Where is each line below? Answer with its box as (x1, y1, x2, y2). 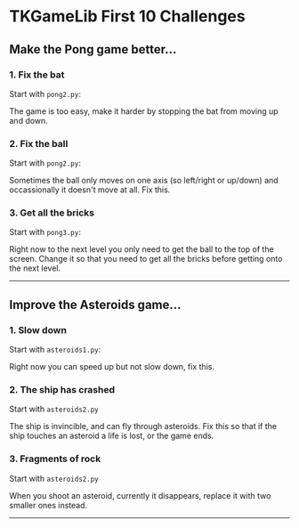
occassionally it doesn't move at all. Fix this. (9, 184, 171, 195)
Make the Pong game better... (9, 42, 177, 57)
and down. (9, 115, 49, 126)
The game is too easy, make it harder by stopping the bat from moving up (9, 105, 279, 117)
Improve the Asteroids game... (9, 296, 182, 313)
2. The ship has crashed (9, 384, 116, 396)
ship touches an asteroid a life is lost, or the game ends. (9, 430, 214, 442)
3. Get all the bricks (9, 207, 95, 219)
